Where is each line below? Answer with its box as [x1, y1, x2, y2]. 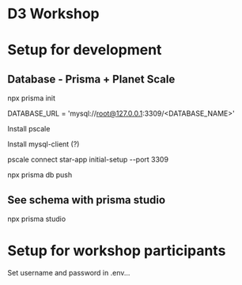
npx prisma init [7, 93, 56, 103]
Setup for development [7, 41, 162, 59]
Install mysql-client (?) [7, 139, 80, 149]
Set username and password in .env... [7, 268, 130, 277]
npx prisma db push [7, 170, 73, 180]
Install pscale [7, 124, 51, 134]
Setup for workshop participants [7, 242, 226, 260]
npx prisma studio [7, 215, 66, 223]
